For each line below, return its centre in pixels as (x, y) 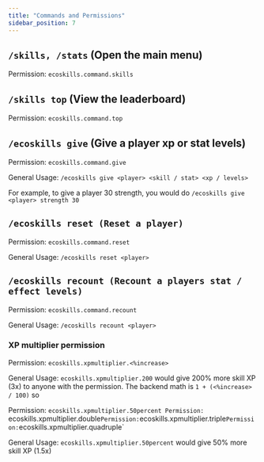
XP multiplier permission (57, 346)
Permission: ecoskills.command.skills (71, 74)
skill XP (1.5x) (30, 451)
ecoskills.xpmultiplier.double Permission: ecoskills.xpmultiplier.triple (117, 418)
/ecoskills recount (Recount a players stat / (125, 281)
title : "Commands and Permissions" (67, 15)
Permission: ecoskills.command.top (66, 118)
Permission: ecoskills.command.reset (69, 242)
